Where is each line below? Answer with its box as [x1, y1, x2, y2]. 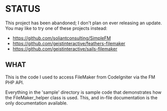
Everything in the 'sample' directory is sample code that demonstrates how [5, 89, 162, 95]
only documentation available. [5, 100, 68, 106]
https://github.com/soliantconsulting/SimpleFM [12, 35, 111, 41]
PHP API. [5, 79, 24, 85]
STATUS [5, 3, 40, 15]
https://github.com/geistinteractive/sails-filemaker [12, 46, 117, 52]
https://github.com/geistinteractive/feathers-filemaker [12, 40, 126, 46]
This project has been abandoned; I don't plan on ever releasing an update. [5, 20, 162, 26]
